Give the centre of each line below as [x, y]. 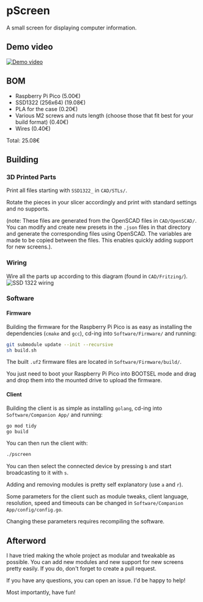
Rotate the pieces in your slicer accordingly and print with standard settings [102, 203]
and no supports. [28, 209]
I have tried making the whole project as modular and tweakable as [91, 555]
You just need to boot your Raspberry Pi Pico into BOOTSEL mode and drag [102, 374]
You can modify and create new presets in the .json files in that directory [98, 227]
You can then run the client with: [47, 443]
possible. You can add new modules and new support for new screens [95, 562]
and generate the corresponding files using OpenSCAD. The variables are [99, 234]
